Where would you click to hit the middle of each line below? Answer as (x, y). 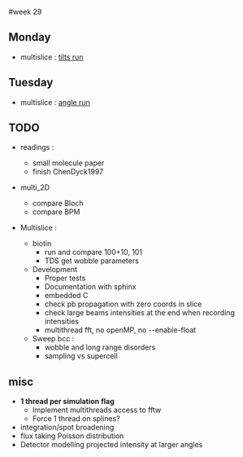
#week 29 (25, 12)
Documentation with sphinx (90, 287)
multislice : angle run (55, 102)
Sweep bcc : (53, 339)
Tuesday (31, 83)
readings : (37, 147)
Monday (30, 37)
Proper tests (65, 278)
